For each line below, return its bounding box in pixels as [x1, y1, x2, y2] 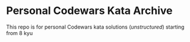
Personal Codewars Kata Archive [6, 4, 173, 17]
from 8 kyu [6, 29, 33, 36]
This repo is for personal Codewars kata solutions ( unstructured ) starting [6, 23, 185, 30]
